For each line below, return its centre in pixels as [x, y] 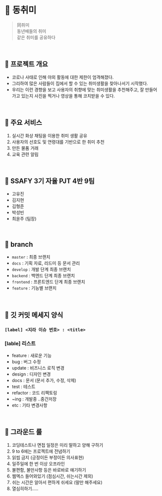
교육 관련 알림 [25, 154]
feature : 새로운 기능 [32, 355]
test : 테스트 [24, 387]
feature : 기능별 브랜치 [34, 288]
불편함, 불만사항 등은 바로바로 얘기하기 [49, 470]
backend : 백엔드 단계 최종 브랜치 [43, 276]
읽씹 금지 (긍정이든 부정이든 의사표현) [48, 457]
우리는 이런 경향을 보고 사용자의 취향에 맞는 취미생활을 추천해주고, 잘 [78, 90]
